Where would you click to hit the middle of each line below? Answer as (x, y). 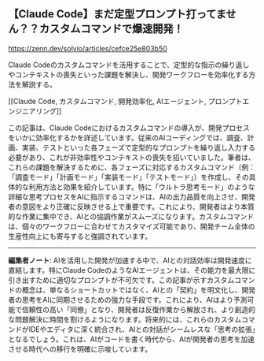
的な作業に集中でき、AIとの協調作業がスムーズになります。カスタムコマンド (131, 216)
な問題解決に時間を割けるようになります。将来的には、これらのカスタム (125, 319)
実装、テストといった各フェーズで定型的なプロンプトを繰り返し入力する (138, 147)
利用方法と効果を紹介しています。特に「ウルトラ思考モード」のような (142, 187)
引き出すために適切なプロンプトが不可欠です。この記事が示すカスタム (121, 280)
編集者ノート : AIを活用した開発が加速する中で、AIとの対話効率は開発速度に (130, 260)
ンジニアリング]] (35, 111)
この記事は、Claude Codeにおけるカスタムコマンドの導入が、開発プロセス (129, 128)
